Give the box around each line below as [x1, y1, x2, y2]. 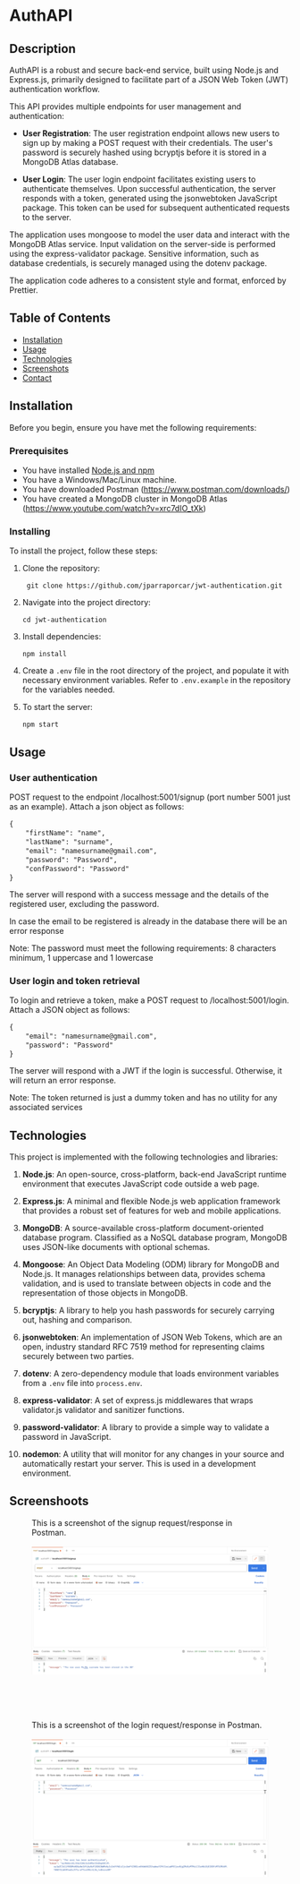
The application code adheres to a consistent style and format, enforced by [9, 275, 287, 286]
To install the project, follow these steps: [9, 545, 158, 556]
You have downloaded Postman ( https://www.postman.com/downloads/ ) [21, 484, 290, 494]
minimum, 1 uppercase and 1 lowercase [9, 952, 154, 963]
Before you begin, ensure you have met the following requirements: [9, 422, 257, 432]
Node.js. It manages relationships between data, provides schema [21, 1269, 266, 1280]
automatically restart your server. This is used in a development [21, 1459, 256, 1469]
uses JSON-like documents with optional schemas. [21, 1242, 211, 1253]
